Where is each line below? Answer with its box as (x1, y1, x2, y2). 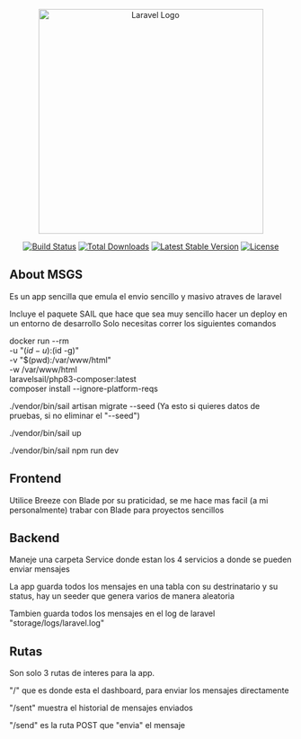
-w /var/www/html (9, 364, 78, 375)
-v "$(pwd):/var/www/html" (9, 354, 112, 365)
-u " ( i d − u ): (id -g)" (9, 344, 79, 355)
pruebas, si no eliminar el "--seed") (9, 410, 141, 421)
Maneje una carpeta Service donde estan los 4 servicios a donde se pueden (9, 554, 292, 565)
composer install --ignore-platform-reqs (9, 383, 159, 394)
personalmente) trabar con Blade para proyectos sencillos (9, 504, 225, 515)
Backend (9, 530, 60, 546)
